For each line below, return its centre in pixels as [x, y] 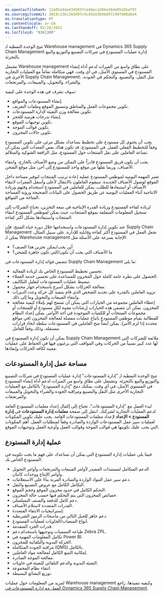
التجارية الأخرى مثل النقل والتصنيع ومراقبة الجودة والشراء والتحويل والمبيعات [74, 391]
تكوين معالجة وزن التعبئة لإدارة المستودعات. [52, 111]
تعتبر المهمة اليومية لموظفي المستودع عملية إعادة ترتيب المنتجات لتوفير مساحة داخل [82, 176]
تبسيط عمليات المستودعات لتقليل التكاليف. [51, 281]
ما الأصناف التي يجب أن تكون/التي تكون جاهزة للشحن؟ [62, 252]
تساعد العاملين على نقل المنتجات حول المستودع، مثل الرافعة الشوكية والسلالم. [77, 152]
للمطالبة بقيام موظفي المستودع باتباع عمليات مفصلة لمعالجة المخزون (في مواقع [85, 318]
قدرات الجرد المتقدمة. [32, 526]
